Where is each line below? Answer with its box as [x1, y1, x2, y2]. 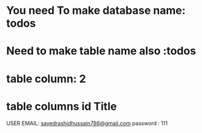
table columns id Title [6, 99, 117, 113]
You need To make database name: [6, 4, 186, 18]
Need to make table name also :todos [6, 44, 197, 58]
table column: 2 [6, 72, 86, 85]
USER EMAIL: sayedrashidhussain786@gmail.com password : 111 [6, 119, 168, 127]
